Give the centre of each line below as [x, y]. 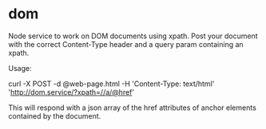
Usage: [20, 68]
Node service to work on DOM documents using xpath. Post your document [133, 36]
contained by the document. [55, 115]
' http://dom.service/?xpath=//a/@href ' [71, 92]
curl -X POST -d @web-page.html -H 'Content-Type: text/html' [111, 84]
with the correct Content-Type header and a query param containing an [126, 44]
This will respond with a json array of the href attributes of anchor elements [133, 107]
